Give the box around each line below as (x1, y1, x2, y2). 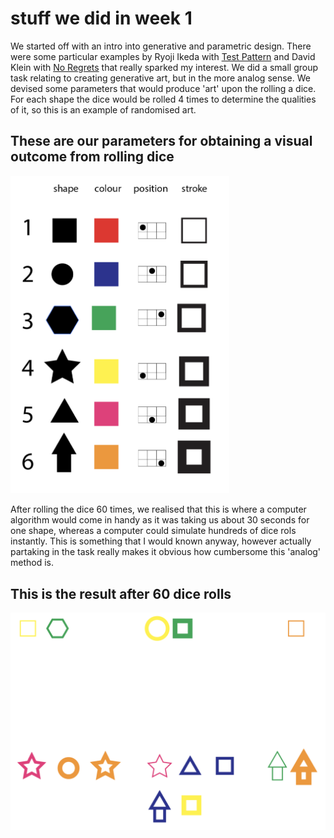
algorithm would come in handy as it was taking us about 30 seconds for (10, 514, 310, 526)
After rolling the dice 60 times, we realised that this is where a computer (10, 503, 307, 516)
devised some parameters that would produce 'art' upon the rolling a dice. (10, 82, 317, 94)
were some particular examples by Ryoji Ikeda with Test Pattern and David (10, 50, 316, 62)
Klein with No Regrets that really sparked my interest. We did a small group (10, 61, 319, 73)
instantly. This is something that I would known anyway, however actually (10, 535, 312, 547)
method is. (10, 557, 55, 569)
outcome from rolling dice (10, 148, 175, 166)
